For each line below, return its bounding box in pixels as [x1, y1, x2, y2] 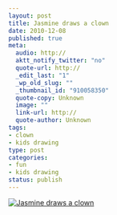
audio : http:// [15, 49, 67, 57]
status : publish [8, 176, 63, 185]
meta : [8, 42, 26, 50]
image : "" [15, 101, 48, 109]
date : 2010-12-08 [8, 26, 67, 34]
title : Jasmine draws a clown [8, 19, 110, 27]
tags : [8, 124, 26, 132]
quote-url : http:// [15, 64, 81, 72]
